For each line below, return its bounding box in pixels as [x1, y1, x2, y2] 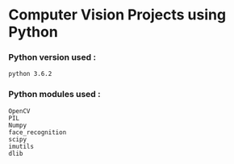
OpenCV [8, 107, 31, 115]
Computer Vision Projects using [8, 6, 227, 24]
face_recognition [8, 128, 67, 137]
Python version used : [8, 52, 97, 63]
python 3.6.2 [8, 70, 52, 78]
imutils [8, 142, 35, 150]
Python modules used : [8, 89, 101, 100]
